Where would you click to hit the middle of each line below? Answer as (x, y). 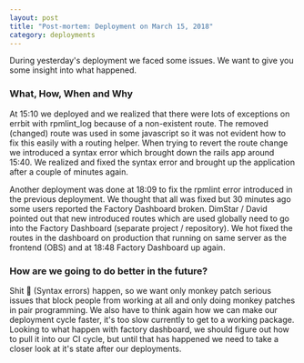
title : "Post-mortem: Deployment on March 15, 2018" (111, 26)
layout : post (34, 18)
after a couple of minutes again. (69, 171)
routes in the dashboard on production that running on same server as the (148, 237)
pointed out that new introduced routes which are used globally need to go (149, 218)
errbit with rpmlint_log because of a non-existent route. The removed (139, 123)
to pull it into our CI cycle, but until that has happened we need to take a (144, 338)
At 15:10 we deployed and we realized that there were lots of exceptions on (150, 114)
